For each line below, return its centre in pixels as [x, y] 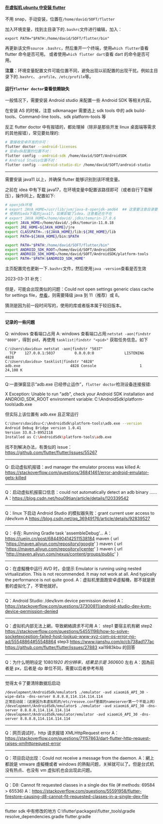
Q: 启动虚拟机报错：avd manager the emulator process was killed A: [73, 467]
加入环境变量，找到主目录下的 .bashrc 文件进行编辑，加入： [64, 30]
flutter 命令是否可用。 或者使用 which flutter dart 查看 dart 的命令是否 [75, 54]
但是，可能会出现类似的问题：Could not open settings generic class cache [79, 289]
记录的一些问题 [20, 322]
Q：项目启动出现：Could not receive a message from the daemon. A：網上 [80, 758]
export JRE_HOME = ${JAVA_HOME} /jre [40, 227]
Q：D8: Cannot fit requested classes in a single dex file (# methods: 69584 [80, 785]
